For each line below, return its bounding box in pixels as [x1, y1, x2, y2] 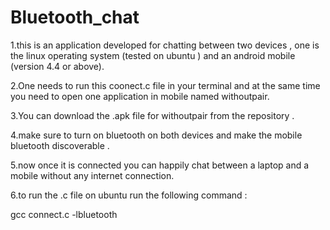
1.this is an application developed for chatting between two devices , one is [10, 39, 320, 51]
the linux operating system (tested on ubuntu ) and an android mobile [10, 49, 296, 61]
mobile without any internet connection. [10, 169, 175, 181]
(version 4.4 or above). [10, 60, 105, 72]
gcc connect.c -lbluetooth [10, 208, 118, 220]
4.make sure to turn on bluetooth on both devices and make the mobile [10, 129, 303, 141]
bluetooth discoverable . [10, 139, 110, 151]
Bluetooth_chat [10, 6, 140, 29]
